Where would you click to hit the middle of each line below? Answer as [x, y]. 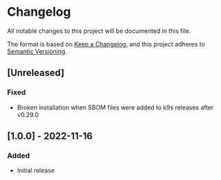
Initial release [36, 170]
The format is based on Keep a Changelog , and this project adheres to [106, 44]
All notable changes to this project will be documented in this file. [99, 31]
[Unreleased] [36, 73]
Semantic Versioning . [37, 51]
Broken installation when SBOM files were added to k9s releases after [115, 107]
